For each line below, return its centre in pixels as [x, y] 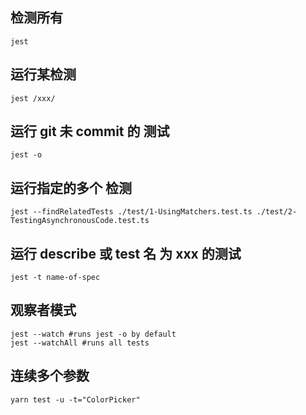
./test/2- [277, 212]
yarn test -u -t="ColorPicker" [75, 399]
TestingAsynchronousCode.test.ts [80, 221]
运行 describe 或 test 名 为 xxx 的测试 [126, 253]
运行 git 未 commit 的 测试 [90, 131]
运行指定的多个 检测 [71, 188]
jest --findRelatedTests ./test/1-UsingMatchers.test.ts [131, 212]
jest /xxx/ [33, 98]
